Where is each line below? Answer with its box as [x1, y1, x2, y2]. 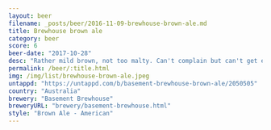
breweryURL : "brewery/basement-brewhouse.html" [8, 102, 172, 110]
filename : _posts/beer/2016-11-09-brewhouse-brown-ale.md [8, 19, 207, 27]
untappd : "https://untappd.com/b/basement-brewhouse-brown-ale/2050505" [8, 79, 258, 87]
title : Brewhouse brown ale [8, 27, 103, 35]
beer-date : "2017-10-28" [8, 49, 92, 57]
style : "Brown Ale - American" [8, 110, 114, 118]
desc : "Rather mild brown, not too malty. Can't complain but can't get [8, 57, 258, 65]
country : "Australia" [8, 86, 81, 95]
